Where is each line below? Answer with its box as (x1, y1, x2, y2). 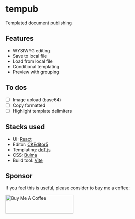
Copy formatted (12, 102, 46, 108)
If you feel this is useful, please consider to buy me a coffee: (5, 185, 130, 191)
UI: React (12, 136, 32, 142)
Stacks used (5, 123, 45, 131)
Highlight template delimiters (12, 108, 72, 114)
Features (5, 34, 34, 43)
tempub (5, 3, 39, 15)
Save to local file (12, 53, 47, 59)
